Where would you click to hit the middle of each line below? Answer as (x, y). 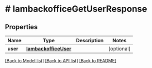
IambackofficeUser (49, 49)
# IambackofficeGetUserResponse (76, 9)
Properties (21, 27)
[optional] (120, 49)
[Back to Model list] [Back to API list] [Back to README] (61, 61)
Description (90, 41)
